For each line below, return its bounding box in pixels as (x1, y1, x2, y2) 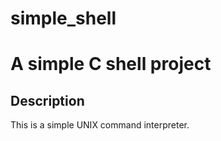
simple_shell (10, 7, 117, 30)
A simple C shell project (10, 53, 212, 76)
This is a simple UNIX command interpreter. (10, 119, 190, 131)
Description (10, 92, 85, 109)
